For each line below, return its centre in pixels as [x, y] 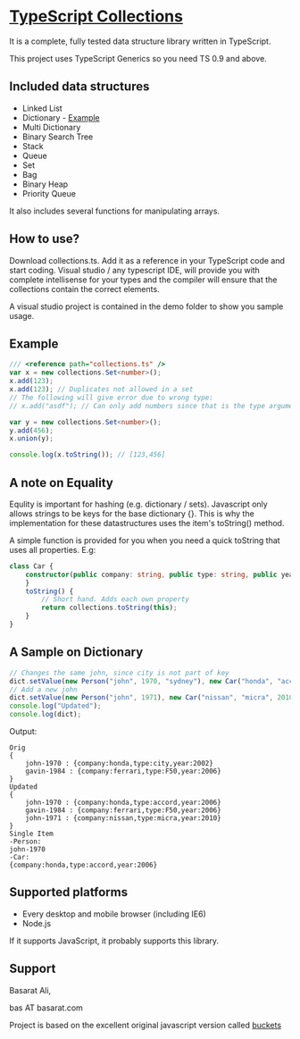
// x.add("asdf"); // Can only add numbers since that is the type [137, 406]
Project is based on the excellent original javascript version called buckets [146, 1025]
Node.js [37, 923]
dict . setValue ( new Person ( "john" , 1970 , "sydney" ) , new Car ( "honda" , [142, 681]
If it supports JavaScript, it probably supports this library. [114, 941]
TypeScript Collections [96, 17]
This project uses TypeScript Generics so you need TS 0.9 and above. [138, 58]
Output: [23, 731]
